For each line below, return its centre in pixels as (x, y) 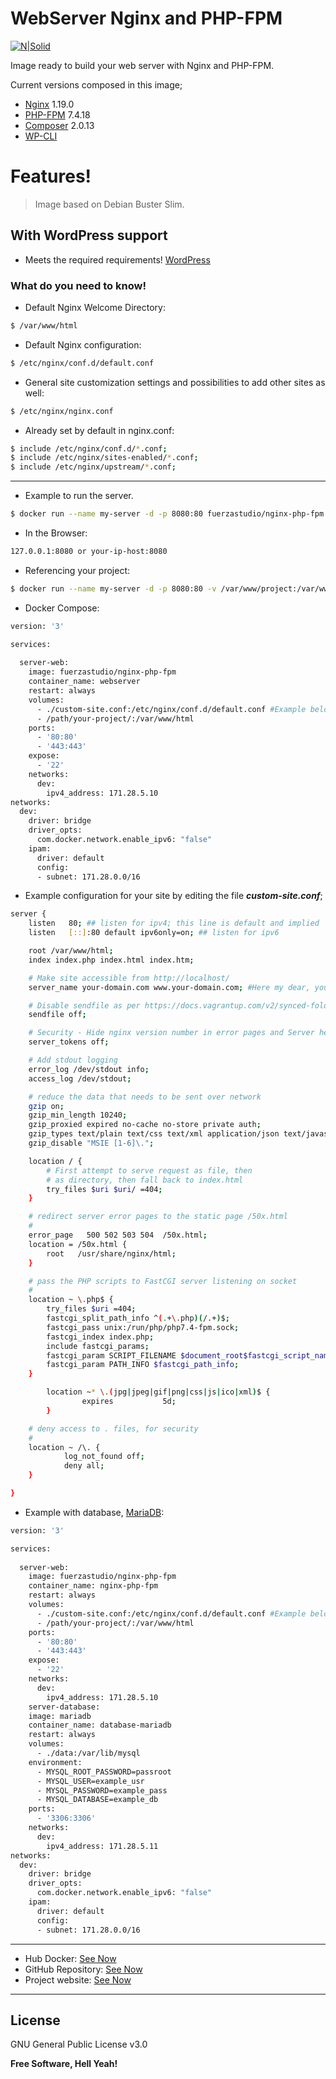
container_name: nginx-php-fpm (93, 1586)
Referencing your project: (77, 570)
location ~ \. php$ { (71, 1300)
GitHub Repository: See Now (83, 1969)
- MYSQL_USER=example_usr (90, 1781)
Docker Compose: (62, 608)
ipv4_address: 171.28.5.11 (102, 1846)
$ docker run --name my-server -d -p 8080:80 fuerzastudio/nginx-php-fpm (167, 514)
